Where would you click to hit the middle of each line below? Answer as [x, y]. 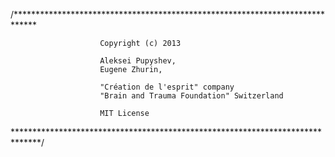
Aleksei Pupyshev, [138, 61]
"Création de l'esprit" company [167, 87]
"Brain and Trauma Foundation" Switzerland [191, 96]
